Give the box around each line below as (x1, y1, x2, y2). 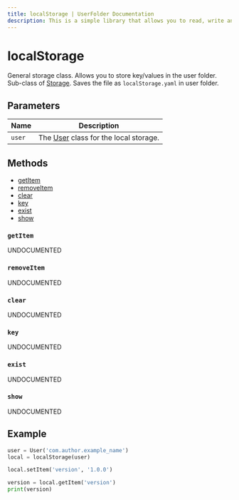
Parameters (7, 99, 60, 111)
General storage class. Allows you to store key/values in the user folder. (7, 71, 217, 80)
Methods (7, 157, 48, 169)
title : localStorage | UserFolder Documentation (7, 10, 154, 18)
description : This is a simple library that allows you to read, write (7, 17, 224, 24)
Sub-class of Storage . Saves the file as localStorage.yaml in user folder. (7, 79, 219, 88)
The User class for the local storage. (38, 133, 160, 143)
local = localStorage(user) (7, 454, 91, 461)
